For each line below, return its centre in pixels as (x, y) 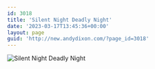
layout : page (26, 32)
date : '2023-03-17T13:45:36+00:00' (58, 26)
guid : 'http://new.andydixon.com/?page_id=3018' (78, 39)
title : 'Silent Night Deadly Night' (60, 20)
